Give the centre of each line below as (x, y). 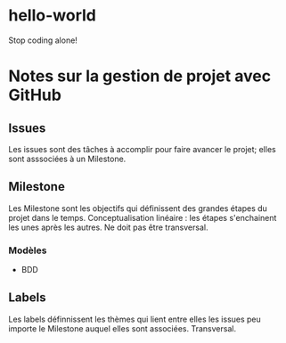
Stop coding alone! (43, 40)
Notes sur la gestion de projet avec (140, 76)
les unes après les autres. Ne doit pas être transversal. (108, 227)
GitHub (35, 95)
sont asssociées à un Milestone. (67, 159)
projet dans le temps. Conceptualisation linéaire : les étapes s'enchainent (143, 217)
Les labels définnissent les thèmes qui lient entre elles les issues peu (135, 319)
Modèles (28, 250)
